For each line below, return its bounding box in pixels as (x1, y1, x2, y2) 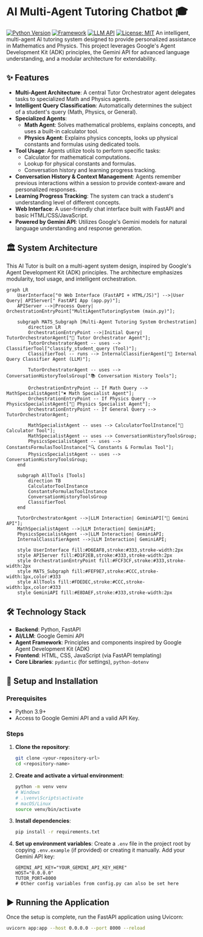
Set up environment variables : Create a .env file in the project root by (15, 840, 191, 848)
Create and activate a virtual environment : (15, 772, 125, 779)
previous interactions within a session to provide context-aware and (15, 179, 185, 186)
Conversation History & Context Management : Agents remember (15, 173, 181, 180)
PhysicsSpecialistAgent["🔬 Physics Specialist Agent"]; (6, 401, 151, 407)
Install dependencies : (15, 817, 71, 824)
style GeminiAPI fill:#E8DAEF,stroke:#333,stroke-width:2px (17, 590, 173, 596)
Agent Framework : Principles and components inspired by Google (15, 639, 182, 646)
